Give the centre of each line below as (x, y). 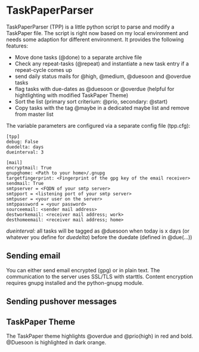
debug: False (22, 142)
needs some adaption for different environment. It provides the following (95, 39)
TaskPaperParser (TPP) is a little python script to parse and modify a (90, 27)
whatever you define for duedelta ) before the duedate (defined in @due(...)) (99, 237)
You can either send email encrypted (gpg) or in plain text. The (83, 270)
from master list (34, 114)
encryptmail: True (29, 168)
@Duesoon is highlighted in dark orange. (56, 342)
